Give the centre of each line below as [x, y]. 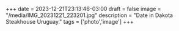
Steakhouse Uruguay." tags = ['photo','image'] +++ [70, 22]
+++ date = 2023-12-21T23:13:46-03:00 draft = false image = [83, 9]
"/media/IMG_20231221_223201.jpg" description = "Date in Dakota [89, 15]
